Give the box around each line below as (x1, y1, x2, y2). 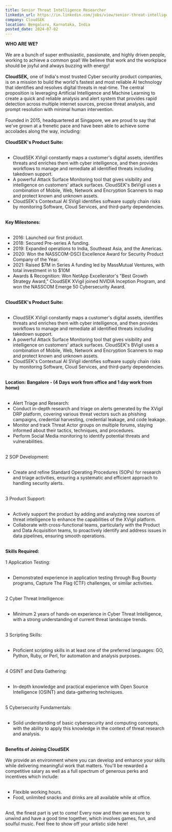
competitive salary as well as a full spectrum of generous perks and (5, 768, 148, 774)
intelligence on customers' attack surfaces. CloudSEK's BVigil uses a (12, 342, 159, 348)
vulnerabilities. (12, 438, 44, 445)
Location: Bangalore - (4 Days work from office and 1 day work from (5, 379, 153, 386)
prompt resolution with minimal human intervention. (5, 106, 114, 113)
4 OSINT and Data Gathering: (5, 668, 68, 674)
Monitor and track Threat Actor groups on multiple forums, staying (12, 422, 153, 428)
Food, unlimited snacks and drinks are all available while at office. (12, 794, 152, 801)
